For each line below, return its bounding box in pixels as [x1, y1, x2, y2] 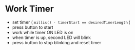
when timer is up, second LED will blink [12, 35, 91, 40]
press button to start [12, 24, 54, 30]
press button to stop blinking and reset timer [12, 39, 101, 45]
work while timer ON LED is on [12, 29, 74, 35]
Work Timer [5, 3, 54, 14]
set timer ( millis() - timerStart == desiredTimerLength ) [12, 19, 131, 25]
